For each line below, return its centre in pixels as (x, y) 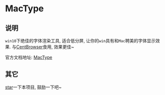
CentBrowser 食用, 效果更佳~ (45, 47)
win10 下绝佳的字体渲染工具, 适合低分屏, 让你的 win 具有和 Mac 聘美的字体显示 (80, 41)
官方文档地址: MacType (29, 57)
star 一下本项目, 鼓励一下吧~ (33, 87)
